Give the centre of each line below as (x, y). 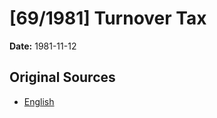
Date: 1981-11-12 (43, 46)
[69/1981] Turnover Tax (108, 18)
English (39, 101)
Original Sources (62, 77)
